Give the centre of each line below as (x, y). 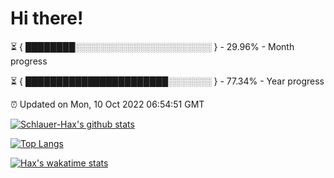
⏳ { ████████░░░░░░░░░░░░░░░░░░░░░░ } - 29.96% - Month (152, 46)
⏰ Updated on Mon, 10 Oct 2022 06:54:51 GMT (107, 104)
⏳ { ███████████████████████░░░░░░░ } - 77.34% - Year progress (167, 81)
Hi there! (47, 18)
